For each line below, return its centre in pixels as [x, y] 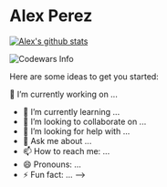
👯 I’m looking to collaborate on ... [84, 121]
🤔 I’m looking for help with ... [76, 131]
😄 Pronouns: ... [52, 164]
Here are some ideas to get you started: [84, 76]
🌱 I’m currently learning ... [71, 111]
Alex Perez [51, 16]
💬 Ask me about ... [57, 140]
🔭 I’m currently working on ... [64, 94]
